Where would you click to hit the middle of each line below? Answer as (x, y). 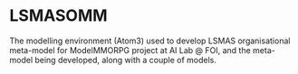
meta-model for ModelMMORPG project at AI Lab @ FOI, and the (130, 50)
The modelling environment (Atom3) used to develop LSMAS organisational (150, 41)
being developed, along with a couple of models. (126, 60)
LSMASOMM (58, 16)
